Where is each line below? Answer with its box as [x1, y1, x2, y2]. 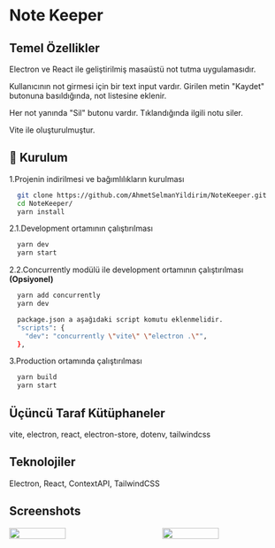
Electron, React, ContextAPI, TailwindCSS [9, 478, 161, 489]
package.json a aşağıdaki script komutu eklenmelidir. [17, 315, 224, 323]
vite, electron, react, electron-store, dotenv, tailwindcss [9, 430, 211, 439]
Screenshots [9, 504, 81, 519]
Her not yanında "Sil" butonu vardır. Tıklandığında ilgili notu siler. [9, 108, 243, 118]
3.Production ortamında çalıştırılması [9, 355, 143, 367]
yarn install [17, 207, 65, 217]
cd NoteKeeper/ [17, 199, 73, 208]
